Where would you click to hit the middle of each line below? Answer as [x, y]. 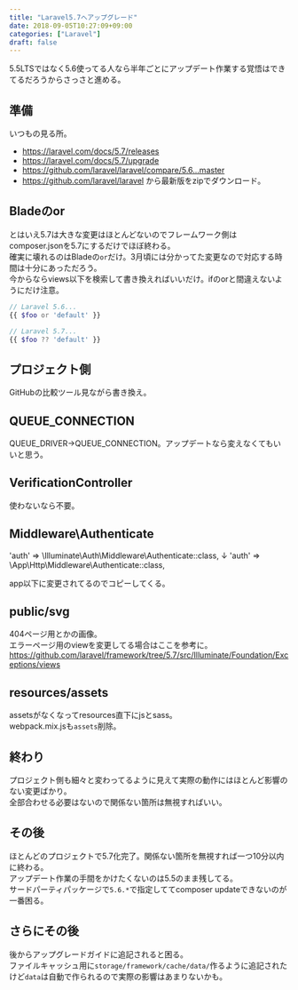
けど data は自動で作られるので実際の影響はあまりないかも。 [118, 976]
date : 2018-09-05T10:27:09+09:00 [71, 26]
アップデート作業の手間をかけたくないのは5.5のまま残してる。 [123, 878]
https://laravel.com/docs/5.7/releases [90, 151]
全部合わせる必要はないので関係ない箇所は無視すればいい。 [118, 802]
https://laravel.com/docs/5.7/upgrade [90, 161]
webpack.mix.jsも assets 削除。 [65, 726]
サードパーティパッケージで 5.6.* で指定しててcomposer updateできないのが [148, 889]
